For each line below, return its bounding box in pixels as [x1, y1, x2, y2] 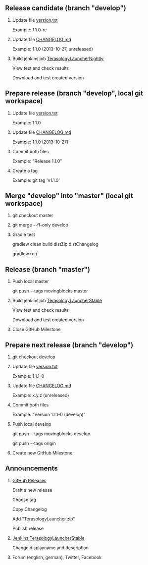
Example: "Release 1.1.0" [12, 158, 62, 164]
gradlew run [12, 251, 37, 257]
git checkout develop [12, 354, 55, 360]
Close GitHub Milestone [12, 327, 61, 333]
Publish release [12, 525, 44, 531]
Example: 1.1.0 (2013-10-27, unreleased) [12, 46, 93, 52]
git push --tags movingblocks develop [12, 431, 91, 437]
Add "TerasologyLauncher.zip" [12, 515, 75, 522]
